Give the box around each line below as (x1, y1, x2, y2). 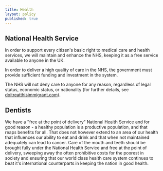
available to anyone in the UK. (5, 57, 65, 63)
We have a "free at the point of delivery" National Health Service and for (5, 119, 150, 125)
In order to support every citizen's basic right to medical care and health (5, 47, 150, 53)
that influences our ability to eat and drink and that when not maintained (5, 134, 150, 140)
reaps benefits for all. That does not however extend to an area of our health (5, 130, 158, 135)
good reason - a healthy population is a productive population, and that (5, 124, 148, 130)
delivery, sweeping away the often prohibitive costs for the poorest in (5, 150, 144, 156)
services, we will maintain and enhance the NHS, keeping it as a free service (5, 52, 159, 58)
